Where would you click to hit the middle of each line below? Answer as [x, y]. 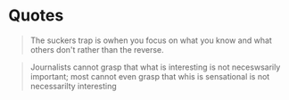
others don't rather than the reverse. [97, 49]
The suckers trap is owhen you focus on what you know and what [151, 40]
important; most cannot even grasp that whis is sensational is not [150, 76]
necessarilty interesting [73, 86]
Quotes [36, 16]
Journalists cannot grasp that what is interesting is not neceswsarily [155, 67]
